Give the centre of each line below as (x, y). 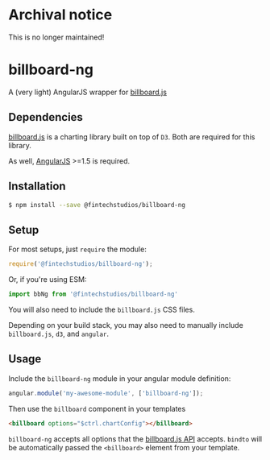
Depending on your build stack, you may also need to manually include (126, 325)
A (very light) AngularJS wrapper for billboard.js (88, 92)
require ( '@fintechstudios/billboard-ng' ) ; (81, 264)
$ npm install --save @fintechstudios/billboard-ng (97, 205)
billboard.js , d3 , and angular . (59, 334)
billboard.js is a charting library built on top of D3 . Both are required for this (132, 137)
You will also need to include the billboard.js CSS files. (102, 309)
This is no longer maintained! (56, 37)
